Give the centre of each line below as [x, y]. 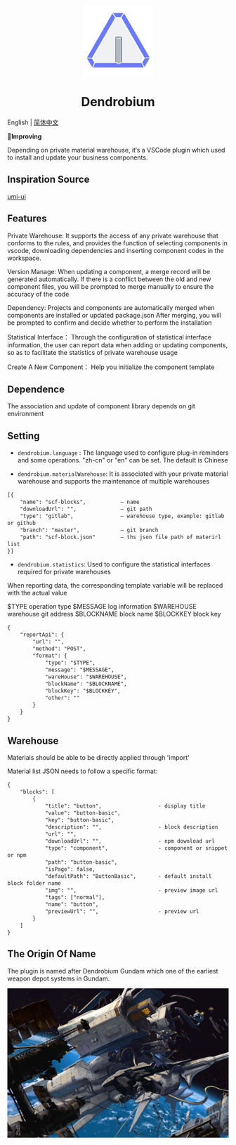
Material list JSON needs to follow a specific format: [83, 771]
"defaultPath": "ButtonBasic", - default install [128, 876]
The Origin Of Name [52, 954]
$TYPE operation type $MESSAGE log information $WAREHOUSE [102, 607]
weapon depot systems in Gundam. [59, 978]
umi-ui [17, 196]
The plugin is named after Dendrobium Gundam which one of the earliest [113, 971]
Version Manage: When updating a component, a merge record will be [109, 271]
